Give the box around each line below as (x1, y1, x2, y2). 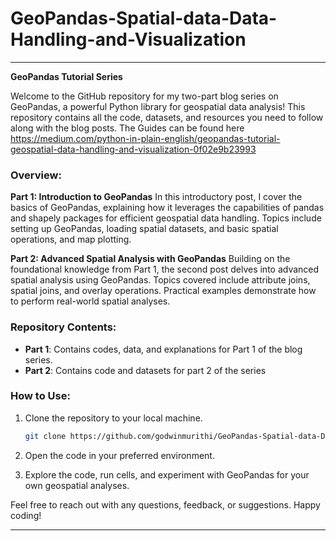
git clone (24, 431, 67, 441)
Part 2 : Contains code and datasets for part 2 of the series (24, 364, 267, 376)
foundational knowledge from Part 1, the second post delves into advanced (10, 263, 320, 276)
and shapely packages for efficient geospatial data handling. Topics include (10, 212, 322, 224)
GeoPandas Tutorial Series (10, 70, 123, 82)
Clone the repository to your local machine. (24, 412, 203, 424)
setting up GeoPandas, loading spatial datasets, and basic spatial (10, 223, 279, 235)
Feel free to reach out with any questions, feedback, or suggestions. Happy (10, 498, 321, 511)
